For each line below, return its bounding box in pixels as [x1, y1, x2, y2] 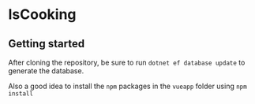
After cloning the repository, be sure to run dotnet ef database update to [8, 58, 246, 67]
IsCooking [8, 6, 77, 24]
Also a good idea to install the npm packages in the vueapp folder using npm [8, 81, 247, 91]
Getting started [8, 37, 85, 50]
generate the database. [8, 66, 84, 76]
